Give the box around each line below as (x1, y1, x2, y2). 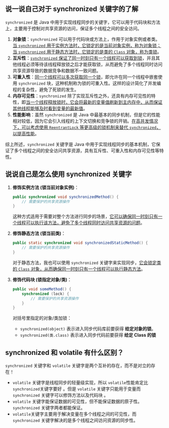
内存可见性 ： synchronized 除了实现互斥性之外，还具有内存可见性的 (12, 93, 151, 99)
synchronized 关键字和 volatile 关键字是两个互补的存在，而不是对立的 (5, 363, 151, 369)
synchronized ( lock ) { (22, 291, 69, 296)
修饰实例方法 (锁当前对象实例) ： (12, 184, 79, 190)
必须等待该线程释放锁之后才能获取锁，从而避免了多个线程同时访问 (26, 61, 162, 67)
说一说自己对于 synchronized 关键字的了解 (5, 5, 138, 14)
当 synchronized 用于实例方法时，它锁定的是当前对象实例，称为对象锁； (12, 42, 161, 48)
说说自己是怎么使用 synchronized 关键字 (5, 170, 132, 179)
